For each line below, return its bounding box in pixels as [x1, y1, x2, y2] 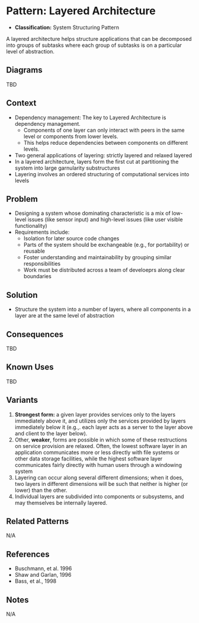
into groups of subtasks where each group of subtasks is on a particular [6, 42, 182, 49]
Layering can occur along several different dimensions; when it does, [14, 473, 184, 481]
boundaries [23, 273, 52, 280]
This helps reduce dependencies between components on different [23, 139, 188, 146]
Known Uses [6, 362, 54, 372]
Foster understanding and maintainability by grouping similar [23, 254, 172, 261]
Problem [6, 194, 38, 204]
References [6, 549, 50, 559]
